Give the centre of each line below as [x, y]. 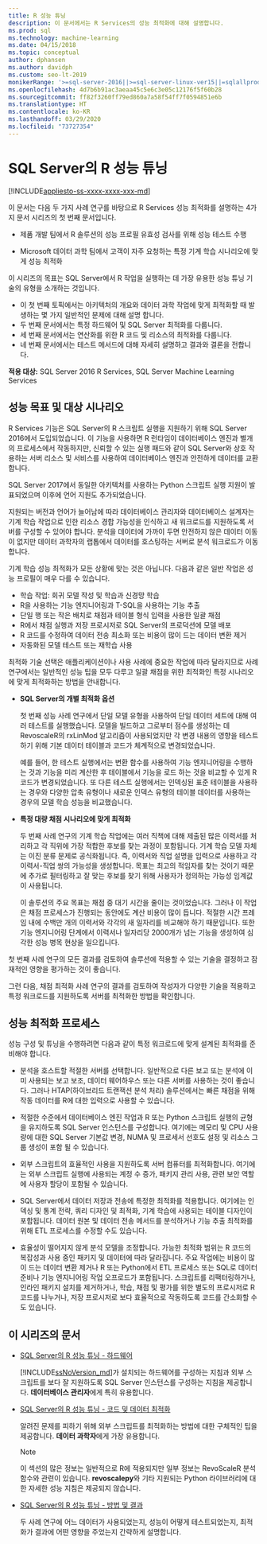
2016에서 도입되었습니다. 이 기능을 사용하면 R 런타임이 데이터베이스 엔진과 [123, 438]
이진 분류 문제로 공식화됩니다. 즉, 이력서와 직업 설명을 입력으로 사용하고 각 [143, 855]
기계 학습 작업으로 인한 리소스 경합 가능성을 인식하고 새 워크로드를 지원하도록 [127, 521]
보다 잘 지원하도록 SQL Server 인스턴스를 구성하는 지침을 [136, 1383]
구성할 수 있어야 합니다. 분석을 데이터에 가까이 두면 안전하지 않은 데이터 [133, 531]
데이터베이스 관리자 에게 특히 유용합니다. [92, 1392]
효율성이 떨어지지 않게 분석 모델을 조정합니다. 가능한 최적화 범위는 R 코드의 [135, 1248]
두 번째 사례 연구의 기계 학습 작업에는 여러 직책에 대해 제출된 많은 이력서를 [134, 835]
